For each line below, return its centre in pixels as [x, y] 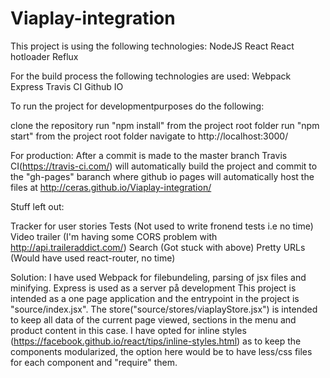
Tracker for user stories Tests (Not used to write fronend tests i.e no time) [162, 226]
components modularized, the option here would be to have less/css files [161, 351]
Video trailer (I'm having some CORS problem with [114, 236]
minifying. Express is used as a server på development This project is [153, 288]
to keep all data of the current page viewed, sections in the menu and [153, 319]
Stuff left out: [37, 206]
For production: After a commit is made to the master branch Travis [149, 155]
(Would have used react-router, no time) [93, 258]
